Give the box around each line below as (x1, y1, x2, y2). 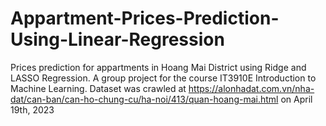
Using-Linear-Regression (10, 28, 225, 51)
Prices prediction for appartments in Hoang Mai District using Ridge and (10, 61, 307, 73)
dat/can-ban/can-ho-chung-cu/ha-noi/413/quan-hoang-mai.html (10, 93, 279, 105)
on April (280, 93, 313, 105)
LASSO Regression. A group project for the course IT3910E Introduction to (10, 72, 317, 84)
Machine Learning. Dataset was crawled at (10, 82, 187, 94)
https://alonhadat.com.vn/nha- (188, 82, 315, 94)
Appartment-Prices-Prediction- (10, 7, 280, 30)
